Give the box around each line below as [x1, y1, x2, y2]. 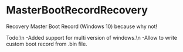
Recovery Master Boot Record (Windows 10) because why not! [6, 23, 157, 30]
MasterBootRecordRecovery [6, 4, 148, 17]
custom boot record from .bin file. [6, 40, 87, 47]
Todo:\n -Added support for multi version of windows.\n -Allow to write [6, 34, 178, 41]
